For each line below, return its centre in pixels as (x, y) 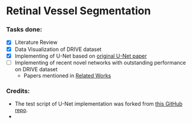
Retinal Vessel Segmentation (79, 11)
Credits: (18, 91)
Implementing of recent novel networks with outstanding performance (100, 62)
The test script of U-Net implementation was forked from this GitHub (98, 104)
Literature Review (36, 42)
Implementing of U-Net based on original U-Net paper (81, 56)
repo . (21, 110)
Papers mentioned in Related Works (67, 75)
